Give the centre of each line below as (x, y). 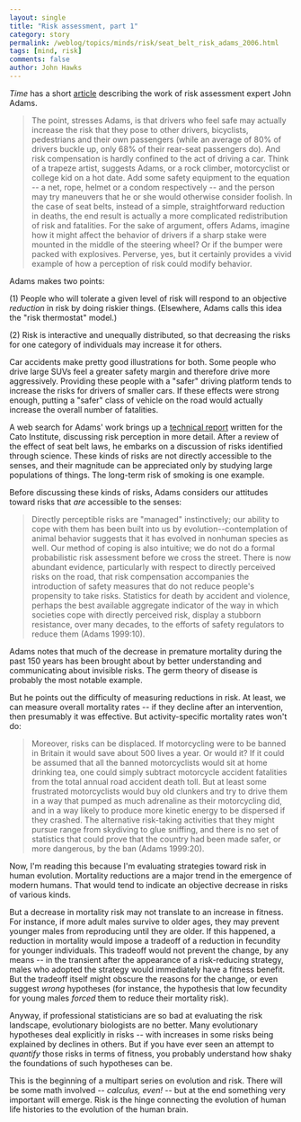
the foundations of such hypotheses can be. (91, 1063)
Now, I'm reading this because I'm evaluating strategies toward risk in (138, 866)
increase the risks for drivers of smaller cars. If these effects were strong (145, 390)
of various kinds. (40, 895)
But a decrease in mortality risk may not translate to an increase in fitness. (146, 912)
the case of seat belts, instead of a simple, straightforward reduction (158, 206)
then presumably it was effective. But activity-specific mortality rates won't (148, 717)
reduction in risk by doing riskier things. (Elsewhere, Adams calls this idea (146, 307)
